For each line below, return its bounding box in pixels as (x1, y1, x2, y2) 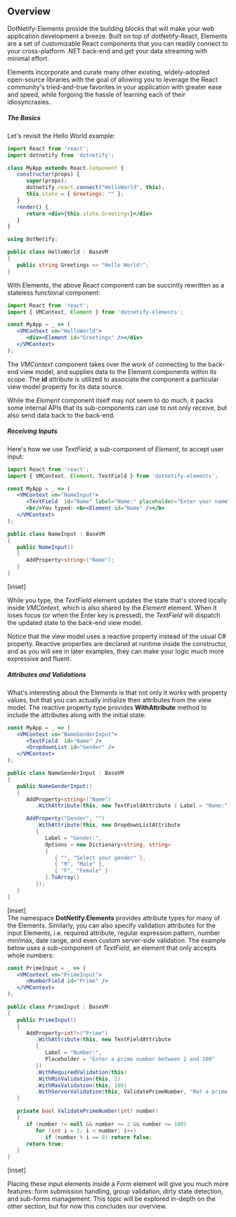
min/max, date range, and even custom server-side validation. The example (7, 936, 226, 944)
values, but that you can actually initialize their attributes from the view (7, 695, 212, 704)
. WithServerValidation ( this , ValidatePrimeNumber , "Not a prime (35, 1088, 228, 1095)
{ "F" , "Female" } (54, 868, 109, 875)
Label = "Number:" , (44, 1049, 102, 1057)
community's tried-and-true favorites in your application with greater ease (7, 82, 223, 91)
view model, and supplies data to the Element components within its (20, 367, 217, 375)
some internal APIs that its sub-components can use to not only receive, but (7, 404, 228, 412)
